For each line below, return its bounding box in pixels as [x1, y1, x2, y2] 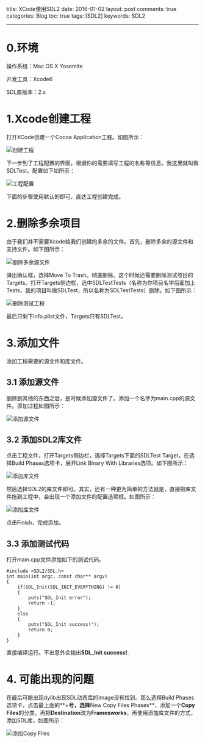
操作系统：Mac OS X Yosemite [6, 62, 84, 70]
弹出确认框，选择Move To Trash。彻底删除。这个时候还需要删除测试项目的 [6, 271, 193, 279]
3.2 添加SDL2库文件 [6, 434, 82, 445]
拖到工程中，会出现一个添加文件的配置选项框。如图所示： [11, 493, 156, 500]
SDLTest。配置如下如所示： [6, 167, 75, 174]
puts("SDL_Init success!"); [28, 622, 99, 628]
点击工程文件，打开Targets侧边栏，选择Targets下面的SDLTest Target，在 [6, 452, 189, 459]
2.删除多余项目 [6, 217, 81, 231]
